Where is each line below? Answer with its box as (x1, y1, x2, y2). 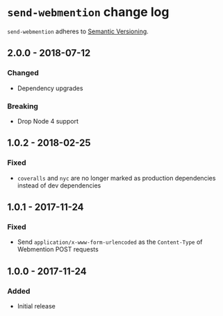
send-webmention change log (7, 4, 170, 20)
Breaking (7, 101, 38, 111)
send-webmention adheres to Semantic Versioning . (7, 27, 149, 35)
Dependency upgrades (17, 84, 83, 92)
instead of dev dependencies (17, 181, 101, 190)
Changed (7, 68, 40, 78)
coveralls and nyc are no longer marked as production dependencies (17, 174, 216, 182)
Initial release (17, 301, 56, 310)
